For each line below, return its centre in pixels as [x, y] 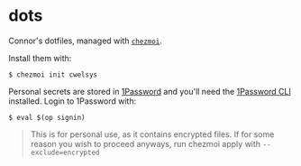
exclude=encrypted [65, 152]
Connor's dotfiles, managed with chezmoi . [86, 41]
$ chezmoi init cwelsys [53, 74]
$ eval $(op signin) [47, 117]
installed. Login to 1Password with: [73, 101]
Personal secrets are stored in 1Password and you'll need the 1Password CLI [150, 91]
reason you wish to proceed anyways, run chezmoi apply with [146, 143]
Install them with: [40, 58]
